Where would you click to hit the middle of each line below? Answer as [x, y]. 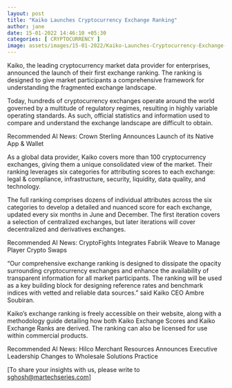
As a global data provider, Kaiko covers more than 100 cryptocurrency [107, 157]
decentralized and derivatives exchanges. [67, 229]
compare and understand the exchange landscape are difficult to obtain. [110, 123]
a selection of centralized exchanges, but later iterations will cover [101, 222]
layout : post [26, 13]
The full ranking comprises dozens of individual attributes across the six [110, 200]
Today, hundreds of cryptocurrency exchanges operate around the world [111, 101]
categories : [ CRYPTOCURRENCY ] [54, 39]
